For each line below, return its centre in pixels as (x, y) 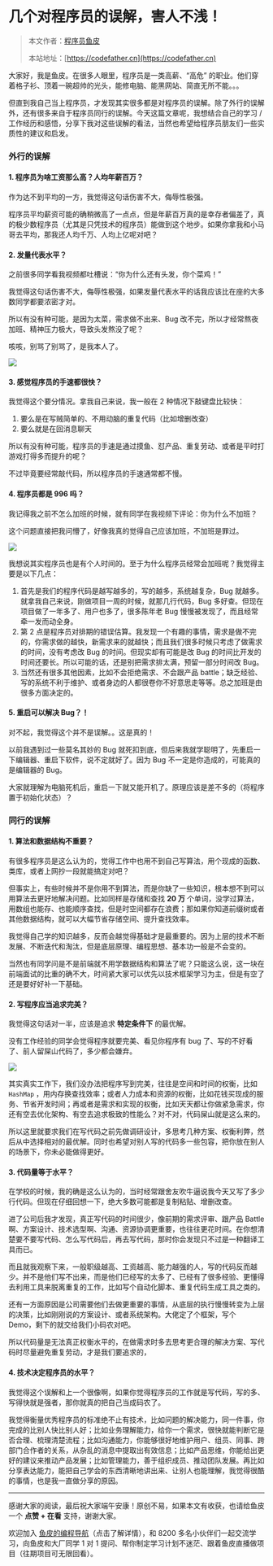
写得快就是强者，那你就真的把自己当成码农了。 (87, 1402)
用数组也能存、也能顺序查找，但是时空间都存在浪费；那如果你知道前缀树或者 (136, 909)
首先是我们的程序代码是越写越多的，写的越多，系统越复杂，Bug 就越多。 (142, 591)
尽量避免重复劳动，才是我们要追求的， (87, 1352)
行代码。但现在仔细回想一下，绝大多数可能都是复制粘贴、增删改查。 (122, 1202)
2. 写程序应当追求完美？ (48, 1004)
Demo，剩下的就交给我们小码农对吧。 (72, 1325)
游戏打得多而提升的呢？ (48, 456)
